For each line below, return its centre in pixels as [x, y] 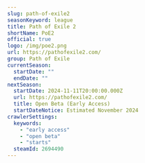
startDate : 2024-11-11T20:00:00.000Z [68, 91]
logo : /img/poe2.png [37, 46]
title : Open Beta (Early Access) [62, 104]
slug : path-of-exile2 [39, 14]
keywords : [28, 123]
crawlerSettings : [32, 117]
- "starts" [36, 143]
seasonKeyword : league [40, 20]
